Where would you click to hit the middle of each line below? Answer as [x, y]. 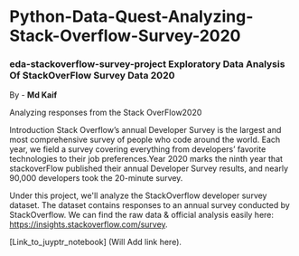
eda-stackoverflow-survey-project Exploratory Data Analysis [147, 64]
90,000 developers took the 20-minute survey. [96, 178]
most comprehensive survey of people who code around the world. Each [145, 140]
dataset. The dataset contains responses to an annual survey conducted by [150, 205]
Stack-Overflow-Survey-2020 [125, 36]
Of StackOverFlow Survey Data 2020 [92, 76]
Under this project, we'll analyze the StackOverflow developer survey [138, 195]
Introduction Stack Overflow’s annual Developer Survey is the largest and [145, 130]
